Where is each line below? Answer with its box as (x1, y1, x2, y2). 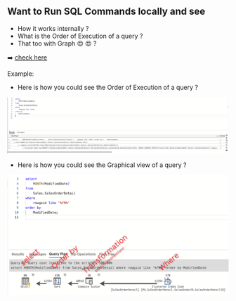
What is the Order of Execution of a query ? (17, 32, 143, 40)
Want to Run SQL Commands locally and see (7, 6, 206, 18)
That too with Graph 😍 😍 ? (17, 39, 97, 48)
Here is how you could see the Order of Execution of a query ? (17, 83, 199, 91)
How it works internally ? (17, 24, 89, 32)
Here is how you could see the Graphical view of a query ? (17, 161, 187, 169)
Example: (7, 69, 34, 78)
